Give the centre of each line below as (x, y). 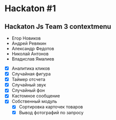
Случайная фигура (31, 74)
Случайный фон (28, 90)
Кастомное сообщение (36, 96)
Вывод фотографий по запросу (51, 112)
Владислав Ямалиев (33, 59)
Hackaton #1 (30, 9)
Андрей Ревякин (29, 43)
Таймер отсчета (28, 80)
